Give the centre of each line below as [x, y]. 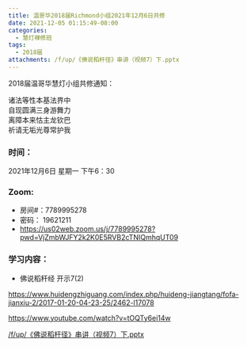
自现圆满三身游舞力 [40, 110]
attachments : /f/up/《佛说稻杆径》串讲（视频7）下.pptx [94, 60]
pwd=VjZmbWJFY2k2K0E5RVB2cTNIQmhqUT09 [99, 238]
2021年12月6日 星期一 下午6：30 [61, 171]
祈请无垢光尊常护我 [40, 130]
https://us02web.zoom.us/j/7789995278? [87, 229]
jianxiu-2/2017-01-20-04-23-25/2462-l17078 [81, 303]
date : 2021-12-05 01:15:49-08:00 [63, 23]
